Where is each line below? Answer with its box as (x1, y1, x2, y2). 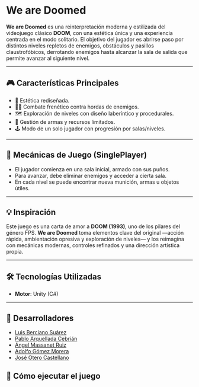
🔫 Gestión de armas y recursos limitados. (14, 118, 115, 125)
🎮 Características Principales (6, 78, 120, 88)
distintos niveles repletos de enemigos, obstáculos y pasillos (6, 42, 154, 49)
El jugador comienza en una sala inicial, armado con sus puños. (14, 165, 170, 172)
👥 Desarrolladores (6, 313, 74, 323)
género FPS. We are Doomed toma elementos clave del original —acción (6, 229, 184, 236)
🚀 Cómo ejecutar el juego (6, 371, 101, 381)
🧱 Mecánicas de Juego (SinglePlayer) (6, 150, 147, 160)
